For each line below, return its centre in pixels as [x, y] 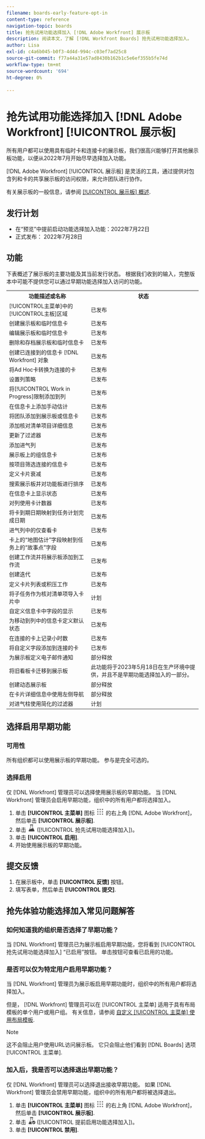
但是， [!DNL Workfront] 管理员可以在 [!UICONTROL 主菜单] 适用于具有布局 [101, 1005]
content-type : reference [38, 19]
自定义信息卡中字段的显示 [41, 611]
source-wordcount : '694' [38, 71]
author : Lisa [23, 45]
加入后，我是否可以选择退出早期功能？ [63, 1070]
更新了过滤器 [25, 435]
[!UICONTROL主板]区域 [38, 313]
